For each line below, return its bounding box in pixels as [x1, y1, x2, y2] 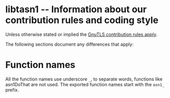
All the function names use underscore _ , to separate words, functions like [5, 76, 163, 82]
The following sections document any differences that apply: [5, 41, 134, 47]
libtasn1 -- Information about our [5, 4, 147, 15]
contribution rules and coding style [5, 14, 159, 26]
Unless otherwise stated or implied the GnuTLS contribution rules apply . [5, 31, 158, 37]
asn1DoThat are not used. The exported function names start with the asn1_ [5, 81, 165, 87]
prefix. [5, 87, 20, 93]
